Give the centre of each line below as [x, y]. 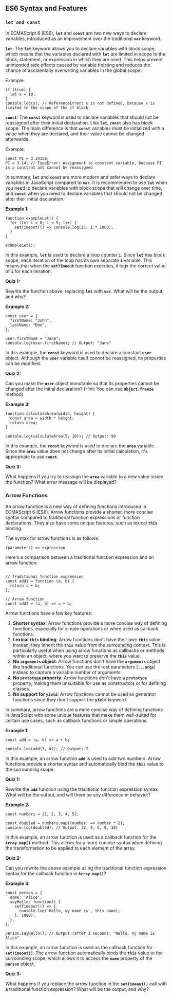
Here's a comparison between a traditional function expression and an [80, 557]
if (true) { [18, 89]
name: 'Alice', [26, 897]
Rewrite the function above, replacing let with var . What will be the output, [85, 291]
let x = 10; [23, 94]
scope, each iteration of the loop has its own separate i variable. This [79, 260]
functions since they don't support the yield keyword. [70, 699]
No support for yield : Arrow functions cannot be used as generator [84, 694]
